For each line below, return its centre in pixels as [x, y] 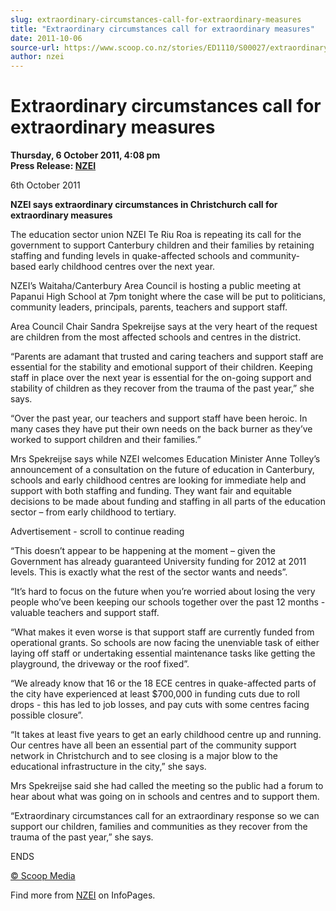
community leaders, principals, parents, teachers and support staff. [149, 307]
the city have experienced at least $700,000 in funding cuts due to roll [155, 694]
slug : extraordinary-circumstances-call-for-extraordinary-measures [156, 19]
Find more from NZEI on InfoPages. [83, 895]
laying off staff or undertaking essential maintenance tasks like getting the [163, 653]
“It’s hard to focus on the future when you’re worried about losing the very [163, 592]
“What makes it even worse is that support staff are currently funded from [162, 632]
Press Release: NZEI [53, 166]
